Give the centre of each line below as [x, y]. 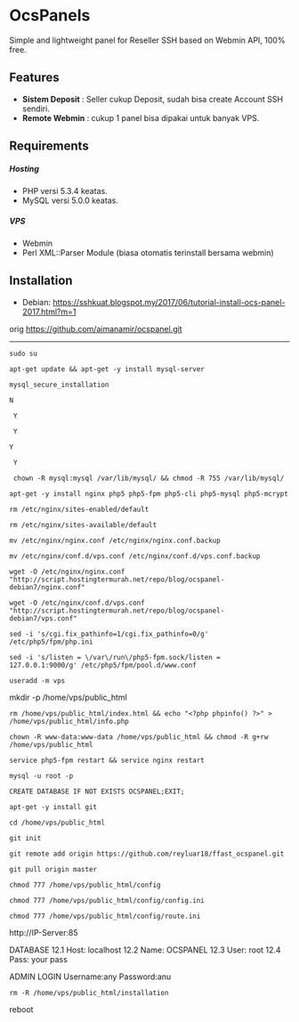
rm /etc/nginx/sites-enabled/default [79, 509]
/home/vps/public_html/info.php [69, 721]
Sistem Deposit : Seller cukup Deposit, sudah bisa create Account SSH [152, 99]
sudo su [24, 353]
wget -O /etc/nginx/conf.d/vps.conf [77, 603]
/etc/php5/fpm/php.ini [51, 642]
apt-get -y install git [53, 807]
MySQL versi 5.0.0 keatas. [70, 200]
